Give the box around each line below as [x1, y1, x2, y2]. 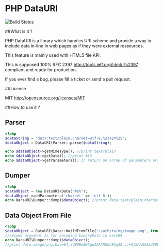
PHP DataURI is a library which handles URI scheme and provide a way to [5, 37, 152, 44]
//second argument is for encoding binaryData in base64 [5, 233, 123, 238]
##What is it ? [5, 28, 33, 34]
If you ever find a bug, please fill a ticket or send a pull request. [5, 76, 131, 82]
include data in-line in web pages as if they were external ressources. [5, 43, 144, 48]
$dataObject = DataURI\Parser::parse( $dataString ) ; [5, 140, 112, 145]
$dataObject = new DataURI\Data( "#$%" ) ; [5, 189, 88, 194]
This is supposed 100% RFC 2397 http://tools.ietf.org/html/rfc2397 [5, 62, 138, 67]
